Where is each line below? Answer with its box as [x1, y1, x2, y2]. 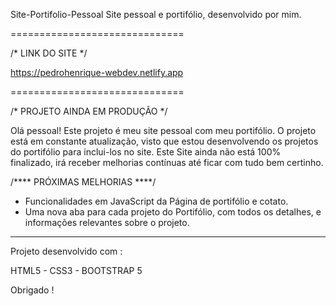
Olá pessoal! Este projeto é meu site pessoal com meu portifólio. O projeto [10, 125, 317, 136]
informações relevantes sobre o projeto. [24, 217, 190, 228]
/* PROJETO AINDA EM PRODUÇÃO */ [10, 105, 168, 117]
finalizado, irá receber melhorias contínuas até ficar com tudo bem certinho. [10, 157, 324, 168]
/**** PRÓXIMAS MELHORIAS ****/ [10, 176, 157, 188]
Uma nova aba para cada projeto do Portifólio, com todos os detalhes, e [24, 206, 322, 218]
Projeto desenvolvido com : [10, 245, 123, 257]
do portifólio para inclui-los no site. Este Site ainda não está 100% [10, 146, 282, 158]
